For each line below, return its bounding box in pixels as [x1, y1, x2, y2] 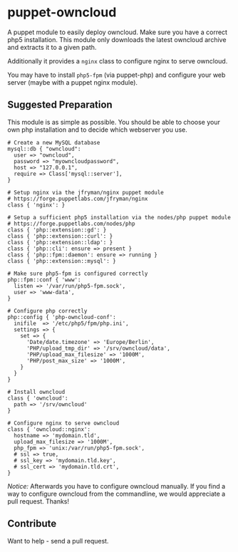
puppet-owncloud [7, 4, 117, 21]
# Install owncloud [7, 388, 66, 395]
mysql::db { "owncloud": [7, 145, 81, 152]
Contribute [7, 518, 57, 530]
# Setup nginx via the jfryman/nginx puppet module [7, 189, 164, 196]
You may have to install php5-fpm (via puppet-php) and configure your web [7, 71, 226, 79]
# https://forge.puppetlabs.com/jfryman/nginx [7, 195, 148, 202]
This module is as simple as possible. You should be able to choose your [7, 118, 221, 126]
